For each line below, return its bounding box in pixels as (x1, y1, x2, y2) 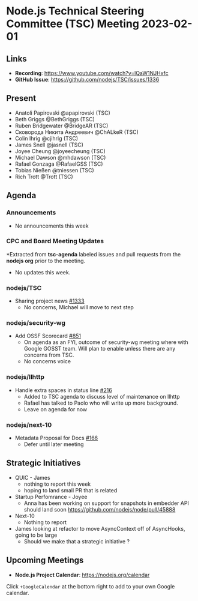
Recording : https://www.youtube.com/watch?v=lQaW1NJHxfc (14, 70, 169, 76)
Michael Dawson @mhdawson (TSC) (14, 154, 106, 161)
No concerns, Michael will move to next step (23, 304, 134, 311)
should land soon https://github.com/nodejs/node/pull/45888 (23, 506, 176, 513)
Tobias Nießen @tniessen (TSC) (14, 166, 94, 174)
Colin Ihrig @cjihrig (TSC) (14, 134, 79, 142)
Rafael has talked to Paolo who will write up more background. (23, 399, 178, 406)
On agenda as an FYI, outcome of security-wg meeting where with (23, 339, 188, 346)
